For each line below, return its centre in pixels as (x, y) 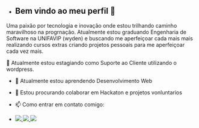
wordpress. (20, 69)
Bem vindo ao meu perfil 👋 (65, 11)
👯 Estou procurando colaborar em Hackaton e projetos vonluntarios (98, 92)
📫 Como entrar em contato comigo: (60, 104)
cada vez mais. (25, 51)
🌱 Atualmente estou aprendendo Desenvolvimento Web (83, 81)
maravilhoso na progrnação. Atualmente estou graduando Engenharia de (96, 32)
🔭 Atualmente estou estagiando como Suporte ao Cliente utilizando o (92, 62)
